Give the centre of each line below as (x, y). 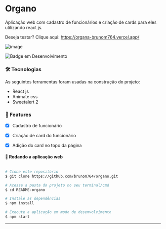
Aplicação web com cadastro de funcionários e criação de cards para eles (81, 22)
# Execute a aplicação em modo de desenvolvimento (58, 212)
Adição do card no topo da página (47, 145)
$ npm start (17, 217)
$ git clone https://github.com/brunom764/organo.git (62, 176)
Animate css (25, 97)
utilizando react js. (24, 27)
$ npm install (20, 203)
